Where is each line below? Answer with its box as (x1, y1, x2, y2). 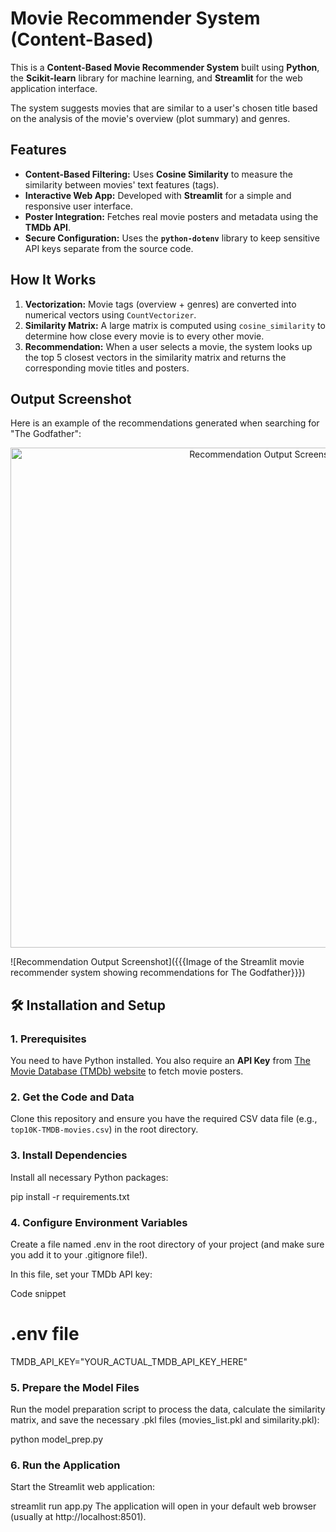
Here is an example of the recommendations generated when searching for (10, 417, 320, 429)
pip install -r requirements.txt (10, 1190, 130, 1202)
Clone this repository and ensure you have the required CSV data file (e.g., (10, 1113, 318, 1125)
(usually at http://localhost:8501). (10, 1511, 147, 1523)
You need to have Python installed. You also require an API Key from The (10, 1055, 311, 1067)
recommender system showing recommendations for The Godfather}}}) (10, 967, 306, 979)
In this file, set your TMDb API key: (10, 1268, 153, 1280)
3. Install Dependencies (10, 1148, 128, 1162)
